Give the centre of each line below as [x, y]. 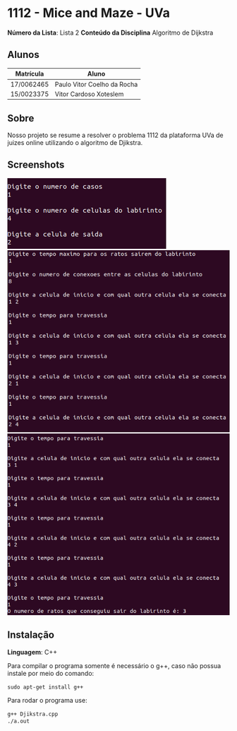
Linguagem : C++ [32, 652]
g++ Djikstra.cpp [33, 714]
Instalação [31, 635]
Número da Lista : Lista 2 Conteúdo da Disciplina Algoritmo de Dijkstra [110, 33]
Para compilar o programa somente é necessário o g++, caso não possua [114, 665]
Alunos [24, 55]
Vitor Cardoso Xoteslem [89, 94]
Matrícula [30, 74]
